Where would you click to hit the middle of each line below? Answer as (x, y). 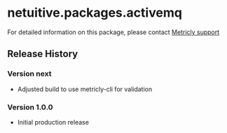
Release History (43, 54)
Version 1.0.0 (30, 107)
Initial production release (53, 122)
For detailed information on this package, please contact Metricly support (113, 32)
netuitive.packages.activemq (95, 13)
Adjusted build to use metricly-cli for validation (85, 89)
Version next (29, 74)
